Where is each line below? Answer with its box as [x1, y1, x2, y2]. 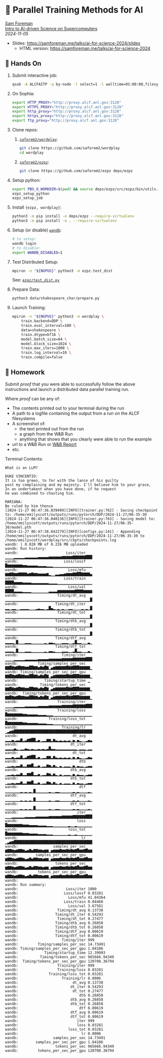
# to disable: [12, 246, 41, 250]
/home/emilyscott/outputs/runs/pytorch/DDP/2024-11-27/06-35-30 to [5, 533, 145, 538]
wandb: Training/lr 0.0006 [5, 976, 101, 981]
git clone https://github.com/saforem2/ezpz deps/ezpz [19, 168, 133, 173]
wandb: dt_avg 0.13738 [5, 980, 104, 985]
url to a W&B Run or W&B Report [12, 441, 77, 447]
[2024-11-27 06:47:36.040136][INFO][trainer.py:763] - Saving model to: [5, 516, 156, 521]
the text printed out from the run [19, 425, 84, 432]
